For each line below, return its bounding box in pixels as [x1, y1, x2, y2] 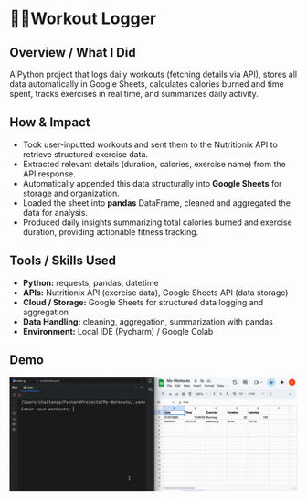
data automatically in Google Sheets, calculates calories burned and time [9, 79, 285, 90]
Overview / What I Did [9, 45, 136, 60]
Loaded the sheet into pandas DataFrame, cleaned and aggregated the [22, 197, 291, 208]
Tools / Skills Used [9, 253, 117, 269]
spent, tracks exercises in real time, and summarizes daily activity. [9, 89, 259, 99]
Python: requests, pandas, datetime [22, 277, 159, 288]
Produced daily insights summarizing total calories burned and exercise [22, 217, 292, 228]
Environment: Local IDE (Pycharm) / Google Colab [22, 325, 214, 336]
